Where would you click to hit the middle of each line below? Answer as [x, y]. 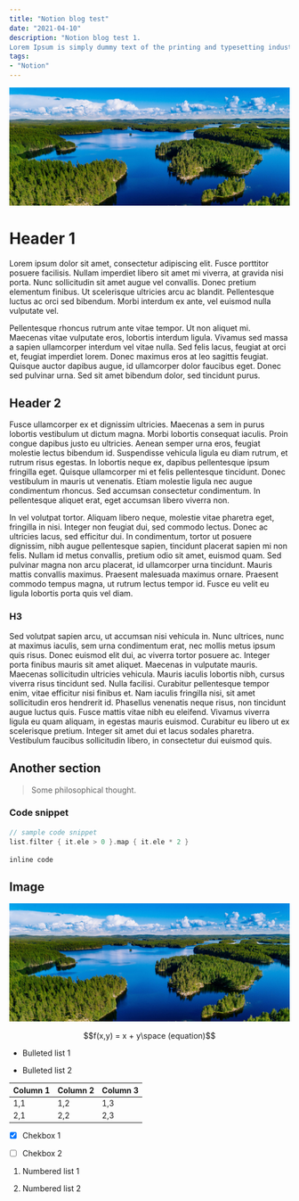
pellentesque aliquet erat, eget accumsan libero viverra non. [119, 500]
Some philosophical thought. [83, 790]
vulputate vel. [34, 310]
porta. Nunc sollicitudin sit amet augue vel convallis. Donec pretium [133, 282]
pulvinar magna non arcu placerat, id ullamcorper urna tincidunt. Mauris [141, 565]
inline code [31, 860]
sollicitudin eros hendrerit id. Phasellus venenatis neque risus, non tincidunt [148, 702]
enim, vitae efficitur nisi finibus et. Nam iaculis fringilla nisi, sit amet [132, 693]
